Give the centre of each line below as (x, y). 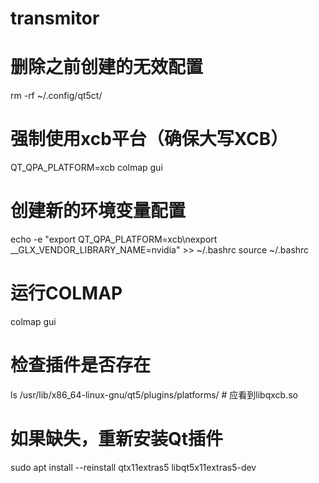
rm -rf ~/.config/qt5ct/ (56, 96)
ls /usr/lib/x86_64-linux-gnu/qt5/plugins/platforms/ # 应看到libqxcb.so (154, 394)
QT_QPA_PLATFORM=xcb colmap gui (86, 168)
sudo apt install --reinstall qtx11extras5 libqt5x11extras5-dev (133, 467)
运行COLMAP (66, 293)
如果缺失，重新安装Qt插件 (117, 439)
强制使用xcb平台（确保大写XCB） (149, 139)
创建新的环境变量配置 (98, 211)
